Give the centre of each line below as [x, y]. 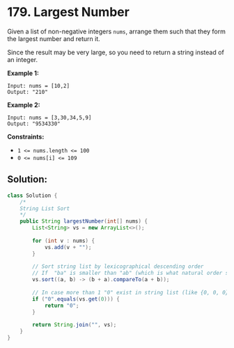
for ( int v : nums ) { [64, 241]
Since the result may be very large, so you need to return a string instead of [116, 52]
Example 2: [24, 104]
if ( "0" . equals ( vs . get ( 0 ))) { [76, 299]
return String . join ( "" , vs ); [75, 325]
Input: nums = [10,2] [39, 86]
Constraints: [26, 136]
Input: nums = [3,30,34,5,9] [49, 118]
